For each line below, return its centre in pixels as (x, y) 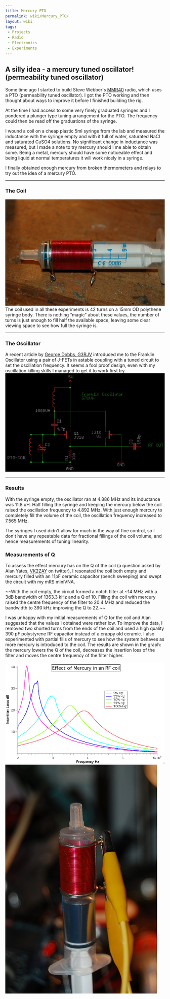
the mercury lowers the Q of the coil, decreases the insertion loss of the (80, 650)
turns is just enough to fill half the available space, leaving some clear (78, 320)
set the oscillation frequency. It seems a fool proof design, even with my (80, 365)
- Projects (19, 32)
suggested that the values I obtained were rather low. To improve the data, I (84, 623)
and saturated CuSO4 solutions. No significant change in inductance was (81, 142)
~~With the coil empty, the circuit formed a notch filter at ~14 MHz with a (81, 591)
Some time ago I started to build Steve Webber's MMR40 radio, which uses (83, 89)
